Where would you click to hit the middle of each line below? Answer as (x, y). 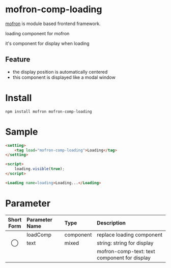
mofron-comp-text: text (126, 251)
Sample (22, 132)
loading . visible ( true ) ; (40, 169)
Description (111, 222)
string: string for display (125, 243)
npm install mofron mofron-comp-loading (49, 111)
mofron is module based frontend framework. (53, 24)
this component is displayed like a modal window (64, 77)
